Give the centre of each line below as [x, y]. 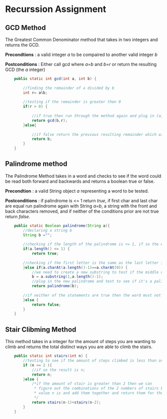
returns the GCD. [22, 45]
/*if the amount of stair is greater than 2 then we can [92, 384]
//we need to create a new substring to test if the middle [95, 272]
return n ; [42, 375]
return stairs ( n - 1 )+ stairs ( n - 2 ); [66, 402]
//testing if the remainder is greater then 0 [72, 102]
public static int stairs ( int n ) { [51, 356]
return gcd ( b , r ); [50, 120]
